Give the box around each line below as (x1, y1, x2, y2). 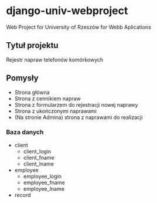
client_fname (23, 154, 54, 161)
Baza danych (6, 128, 44, 136)
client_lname (23, 160, 54, 167)
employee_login (23, 172, 62, 180)
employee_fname (23, 179, 66, 186)
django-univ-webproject (6, 4, 128, 18)
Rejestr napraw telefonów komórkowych (6, 56, 104, 63)
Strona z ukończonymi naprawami (14, 107, 97, 114)
